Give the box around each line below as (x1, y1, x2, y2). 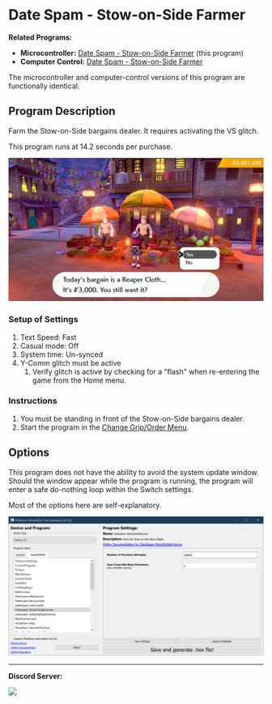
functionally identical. (8, 81, 80, 91)
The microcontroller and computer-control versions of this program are (8, 72, 245, 82)
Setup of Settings (8, 314, 79, 325)
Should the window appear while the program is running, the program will (8, 476, 253, 486)
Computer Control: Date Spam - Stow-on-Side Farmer (19, 57, 203, 66)
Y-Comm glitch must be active (19, 358, 121, 367)
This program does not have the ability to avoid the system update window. (8, 467, 259, 477)
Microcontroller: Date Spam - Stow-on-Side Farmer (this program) (19, 48, 244, 57)
